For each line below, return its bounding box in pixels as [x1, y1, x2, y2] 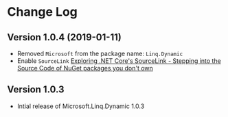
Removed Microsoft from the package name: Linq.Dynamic [16, 49, 183, 57]
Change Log [7, 4, 78, 20]
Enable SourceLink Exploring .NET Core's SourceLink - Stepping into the [16, 57, 221, 65]
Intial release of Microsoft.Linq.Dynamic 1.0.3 [16, 102, 145, 110]
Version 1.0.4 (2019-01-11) [7, 31, 122, 43]
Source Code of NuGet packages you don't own [16, 64, 153, 72]
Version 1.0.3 [7, 83, 65, 96]
